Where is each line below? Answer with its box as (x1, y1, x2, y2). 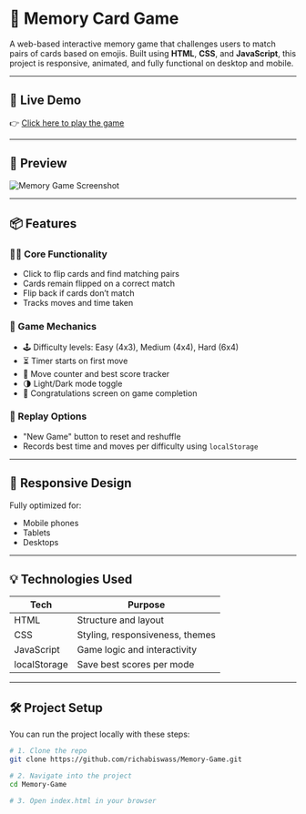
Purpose (127, 598, 166, 611)
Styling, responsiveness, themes (76, 628, 216, 641)
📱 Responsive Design (9, 475, 132, 491)
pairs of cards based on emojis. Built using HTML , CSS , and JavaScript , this (9, 47, 297, 58)
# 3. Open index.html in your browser (9, 796, 157, 805)
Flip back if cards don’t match (22, 288, 135, 299)
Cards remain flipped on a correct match (22, 278, 176, 290)
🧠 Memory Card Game (9, 8, 179, 29)
